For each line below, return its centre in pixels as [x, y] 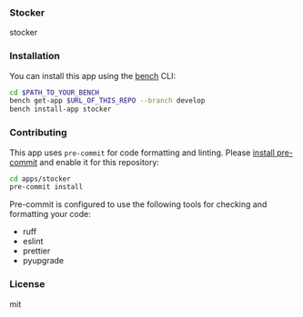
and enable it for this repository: [99, 162]
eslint [33, 242]
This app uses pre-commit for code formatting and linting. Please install [142, 153]
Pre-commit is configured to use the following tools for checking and [138, 204]
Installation [35, 56]
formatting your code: [50, 214]
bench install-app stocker [61, 109]
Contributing [38, 133]
